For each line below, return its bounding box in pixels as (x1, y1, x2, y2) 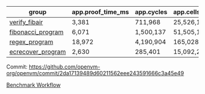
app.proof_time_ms (71, 8, 129, 16)
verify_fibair (9, 18, 43, 26)
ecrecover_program (9, 48, 66, 56)
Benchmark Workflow (6, 81, 61, 89)
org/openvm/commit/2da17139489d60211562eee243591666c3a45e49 (6, 70, 184, 76)
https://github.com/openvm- (29, 63, 101, 70)
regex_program (9, 38, 54, 46)
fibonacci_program (9, 28, 64, 36)
